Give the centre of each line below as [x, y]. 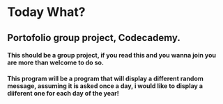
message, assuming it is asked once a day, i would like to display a [105, 86]
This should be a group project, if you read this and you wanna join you [111, 55]
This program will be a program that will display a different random [106, 78]
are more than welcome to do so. [56, 62]
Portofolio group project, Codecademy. [94, 38]
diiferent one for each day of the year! [63, 93]
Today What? [46, 12]
